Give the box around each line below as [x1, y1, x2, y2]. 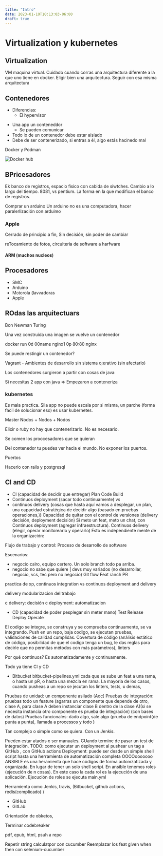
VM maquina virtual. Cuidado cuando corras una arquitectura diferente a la [5, 69, 155, 76]
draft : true [5, 16, 29, 21]
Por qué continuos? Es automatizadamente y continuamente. [5, 654, 127, 660]
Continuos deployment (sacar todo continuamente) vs [12, 496, 121, 502]
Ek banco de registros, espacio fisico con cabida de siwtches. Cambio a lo [5, 184, 154, 189]
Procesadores [5, 267, 49, 275]
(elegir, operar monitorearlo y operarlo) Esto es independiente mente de [12, 527, 157, 533]
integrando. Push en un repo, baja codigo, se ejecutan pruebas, [5, 629, 133, 635]
